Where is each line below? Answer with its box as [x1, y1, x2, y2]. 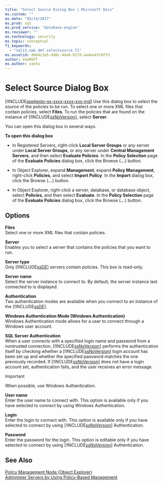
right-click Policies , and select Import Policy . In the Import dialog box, [12, 172, 154, 178]
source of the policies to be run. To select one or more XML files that [5, 104, 143, 110]
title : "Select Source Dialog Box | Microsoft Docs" [5, 7, 114, 12]
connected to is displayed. [5, 283, 58, 290]
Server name [5, 273, 32, 279]
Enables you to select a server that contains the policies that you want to [5, 244, 151, 250]
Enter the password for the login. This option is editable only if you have [5, 437, 149, 443]
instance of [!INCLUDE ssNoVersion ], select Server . [5, 114, 108, 120]
